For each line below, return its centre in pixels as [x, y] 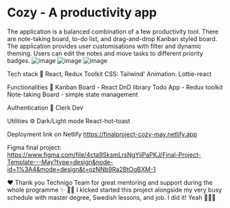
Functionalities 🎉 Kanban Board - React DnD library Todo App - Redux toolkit [115, 87]
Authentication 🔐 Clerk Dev [45, 107]
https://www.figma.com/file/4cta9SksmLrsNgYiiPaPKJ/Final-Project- [104, 155]
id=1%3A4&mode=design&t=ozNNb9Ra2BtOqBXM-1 [81, 169]
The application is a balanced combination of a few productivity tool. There [113, 31]
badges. [19, 60]
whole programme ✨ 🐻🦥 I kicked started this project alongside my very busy [115, 190]
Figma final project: [34, 147]
